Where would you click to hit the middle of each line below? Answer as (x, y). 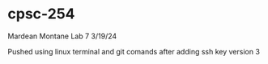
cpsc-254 (41, 14)
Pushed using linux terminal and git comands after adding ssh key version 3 (134, 51)
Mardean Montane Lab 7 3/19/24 (62, 36)
